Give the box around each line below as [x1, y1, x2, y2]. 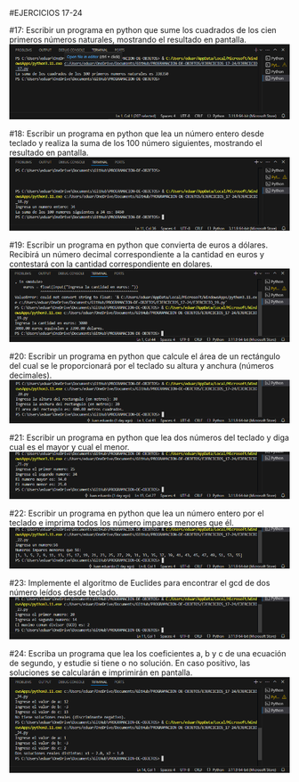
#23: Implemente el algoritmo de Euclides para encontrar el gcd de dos [9, 578, 271, 589]
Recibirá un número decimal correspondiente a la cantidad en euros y [9, 248, 265, 259]
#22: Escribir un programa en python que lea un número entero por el [9, 508, 264, 519]
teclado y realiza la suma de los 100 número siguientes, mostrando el [9, 138, 263, 149]
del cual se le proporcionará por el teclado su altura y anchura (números [9, 360, 274, 371]
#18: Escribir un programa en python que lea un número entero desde [9, 128, 264, 139]
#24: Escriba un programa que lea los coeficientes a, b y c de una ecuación [9, 648, 287, 659]
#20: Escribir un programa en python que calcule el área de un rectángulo [9, 351, 280, 362]
